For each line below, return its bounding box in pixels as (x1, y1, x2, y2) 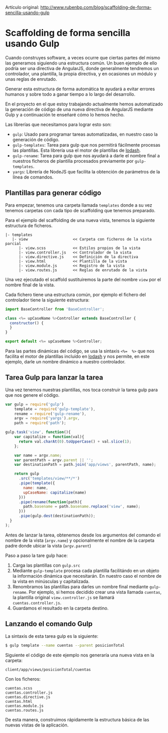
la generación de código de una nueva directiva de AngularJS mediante (5, 106, 153, 112)
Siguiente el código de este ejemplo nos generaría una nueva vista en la (5, 652, 154, 658)
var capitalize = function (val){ (14, 435, 85, 440)
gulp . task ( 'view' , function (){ (5, 430, 71, 435)
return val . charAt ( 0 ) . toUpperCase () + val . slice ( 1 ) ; (18, 439, 132, 444)
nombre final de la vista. (5, 282, 55, 288)
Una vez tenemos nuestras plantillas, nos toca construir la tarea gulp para (5, 387, 158, 393)
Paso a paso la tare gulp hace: (5, 552, 68, 559)
